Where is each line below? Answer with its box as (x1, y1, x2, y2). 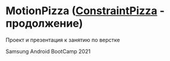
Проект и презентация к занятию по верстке (5, 36, 120, 43)
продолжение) (5, 17, 83, 30)
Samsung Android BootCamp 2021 (5, 47, 91, 54)
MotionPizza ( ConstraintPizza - (5, 4, 165, 18)
